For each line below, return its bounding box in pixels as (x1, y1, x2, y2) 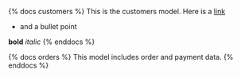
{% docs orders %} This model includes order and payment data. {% (8, 53, 234, 61)
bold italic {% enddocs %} (8, 37, 95, 46)
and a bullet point (19, 22, 77, 31)
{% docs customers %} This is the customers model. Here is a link (8, 7, 226, 16)
